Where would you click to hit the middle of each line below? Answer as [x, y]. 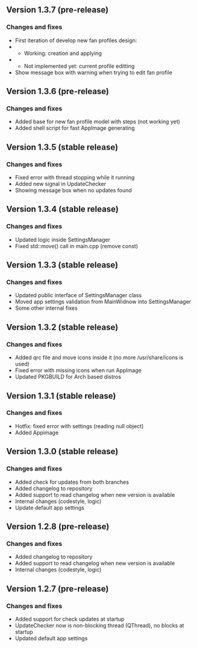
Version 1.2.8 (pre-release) [58, 526]
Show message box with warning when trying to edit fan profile [94, 72]
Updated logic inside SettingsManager [62, 239]
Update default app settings [50, 507]
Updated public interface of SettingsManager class [78, 295]
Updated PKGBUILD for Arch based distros [68, 377]
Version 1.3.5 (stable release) [62, 147]
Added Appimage [37, 432]
